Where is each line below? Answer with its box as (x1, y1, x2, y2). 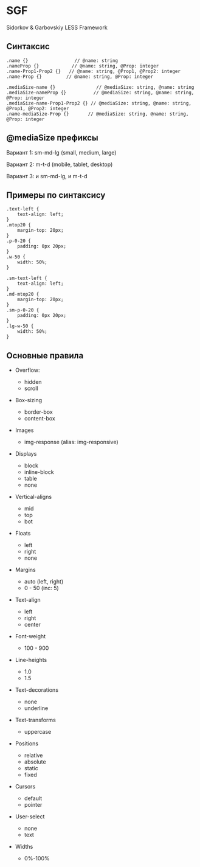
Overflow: (15, 366, 40, 374)
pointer (24, 801, 43, 809)
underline (24, 705, 49, 712)
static (24, 765, 38, 772)
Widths (15, 843, 33, 851)
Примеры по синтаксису (6, 190, 106, 200)
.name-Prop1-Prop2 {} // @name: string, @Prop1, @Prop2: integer (6, 68, 181, 74)
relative (24, 752, 43, 759)
